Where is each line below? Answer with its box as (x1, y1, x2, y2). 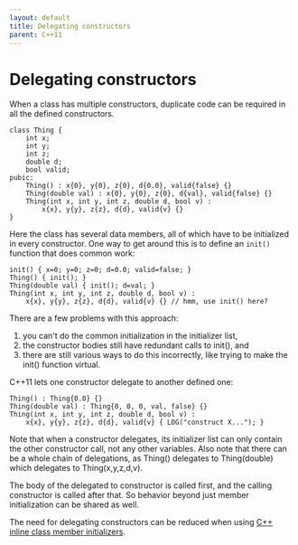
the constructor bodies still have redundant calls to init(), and (22, 340, 250, 351)
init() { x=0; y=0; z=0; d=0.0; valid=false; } (9, 266, 192, 275)
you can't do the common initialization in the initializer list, (22, 331, 238, 342)
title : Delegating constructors (9, 22, 131, 31)
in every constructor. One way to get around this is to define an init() (9, 239, 271, 249)
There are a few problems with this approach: (9, 313, 179, 324)
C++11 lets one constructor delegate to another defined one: (9, 377, 234, 388)
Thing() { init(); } (9, 273, 88, 283)
